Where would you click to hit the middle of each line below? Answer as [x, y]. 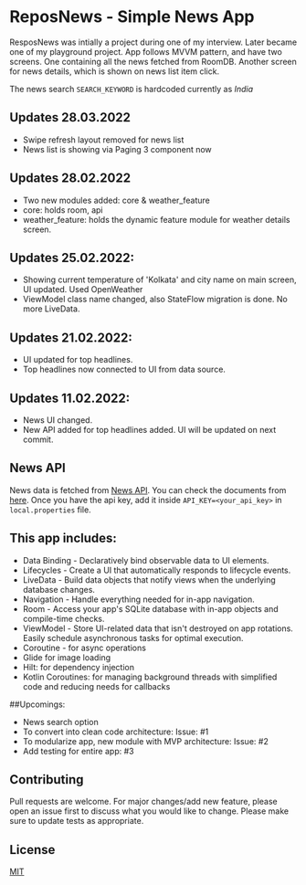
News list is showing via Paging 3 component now [117, 149]
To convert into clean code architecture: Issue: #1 [116, 732]
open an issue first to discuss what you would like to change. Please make [149, 811]
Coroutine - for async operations [84, 648]
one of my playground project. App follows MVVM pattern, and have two [146, 51]
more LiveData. [51, 309]
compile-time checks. [63, 618]
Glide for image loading [67, 657]
